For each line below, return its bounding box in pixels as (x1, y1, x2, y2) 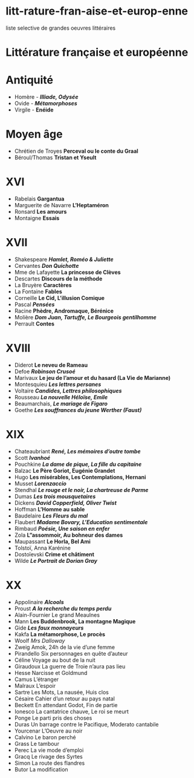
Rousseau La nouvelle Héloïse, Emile (14, 393, 108, 401)
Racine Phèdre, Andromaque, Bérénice (14, 307, 114, 314)
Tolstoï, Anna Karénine (14, 544, 71, 551)
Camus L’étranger (14, 676, 59, 683)
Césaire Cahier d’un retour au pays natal (14, 695, 115, 702)
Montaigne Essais (14, 214, 60, 222)
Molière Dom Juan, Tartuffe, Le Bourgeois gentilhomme (14, 313, 157, 321)
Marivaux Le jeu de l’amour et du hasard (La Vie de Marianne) (14, 374, 171, 381)
